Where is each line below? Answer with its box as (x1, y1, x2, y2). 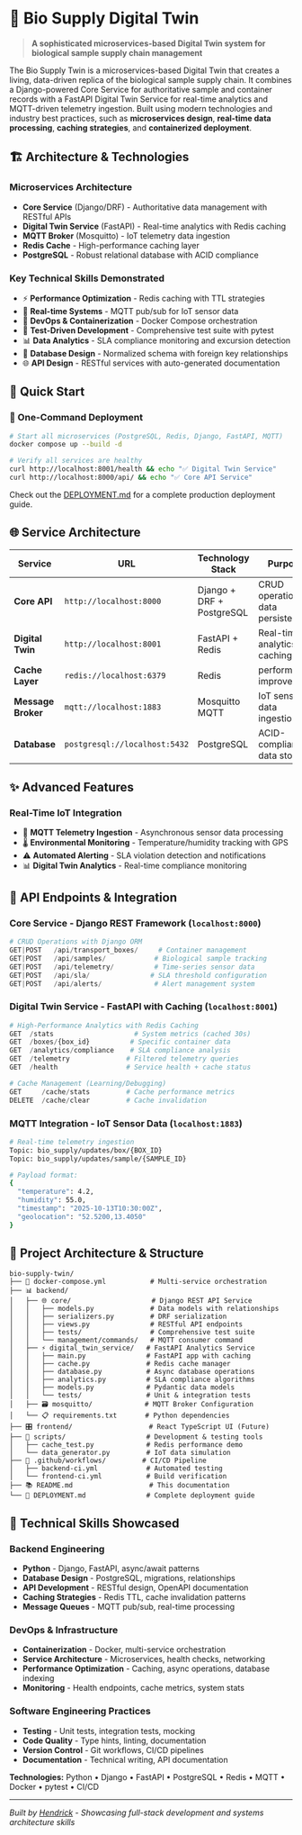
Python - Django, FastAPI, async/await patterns (22, 1563, 200, 1574)
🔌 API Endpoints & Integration (9, 890, 178, 905)
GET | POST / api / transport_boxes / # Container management (9, 945, 247, 955)
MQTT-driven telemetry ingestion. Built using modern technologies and (9, 103, 273, 113)
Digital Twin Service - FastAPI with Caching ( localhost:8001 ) (9, 1000, 279, 1013)
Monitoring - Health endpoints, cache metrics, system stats (22, 1683, 245, 1694)
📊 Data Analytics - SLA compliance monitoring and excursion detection (22, 335, 291, 346)
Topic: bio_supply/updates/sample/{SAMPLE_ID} (9, 1154, 187, 1163)
